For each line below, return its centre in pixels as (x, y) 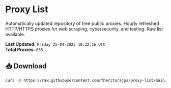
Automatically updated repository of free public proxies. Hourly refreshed (82, 23)
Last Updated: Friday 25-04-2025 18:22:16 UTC (55, 44)
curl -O (13, 80)
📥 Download (26, 66)
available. (15, 34)
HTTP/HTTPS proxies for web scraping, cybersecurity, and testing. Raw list (84, 28)
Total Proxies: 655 (24, 49)
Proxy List (27, 9)
